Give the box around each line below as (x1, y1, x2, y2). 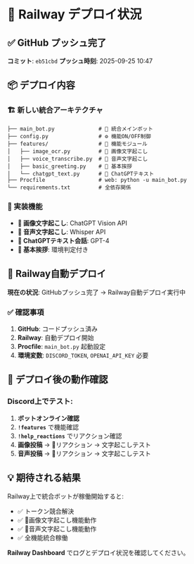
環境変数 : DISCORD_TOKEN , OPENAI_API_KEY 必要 (17, 351, 149, 360)
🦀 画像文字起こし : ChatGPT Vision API (17, 219, 128, 227)
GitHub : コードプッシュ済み (17, 325, 98, 333)
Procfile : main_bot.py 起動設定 (17, 343, 106, 351)
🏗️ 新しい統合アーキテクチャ (7, 105, 103, 115)
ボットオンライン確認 (17, 414, 79, 422)
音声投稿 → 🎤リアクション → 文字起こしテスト (17, 449, 151, 458)
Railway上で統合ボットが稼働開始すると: (7, 491, 124, 501)
